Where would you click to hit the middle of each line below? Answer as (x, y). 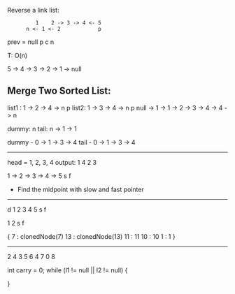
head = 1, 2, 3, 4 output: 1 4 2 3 (52, 162)
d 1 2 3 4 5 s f (27, 210)
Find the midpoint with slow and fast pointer (81, 189)
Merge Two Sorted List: (59, 91)
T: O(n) (17, 56)
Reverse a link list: (33, 10)
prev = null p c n (31, 42)
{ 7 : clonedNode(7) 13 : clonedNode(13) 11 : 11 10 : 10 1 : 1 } (92, 236)
